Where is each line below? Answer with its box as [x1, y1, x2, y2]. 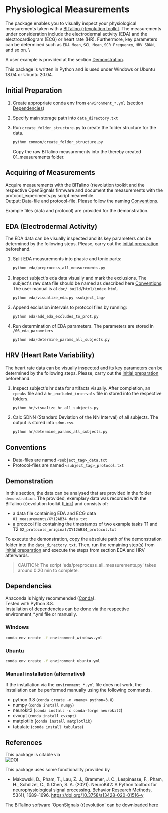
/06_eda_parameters [12, 328, 54, 333]
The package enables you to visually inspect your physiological [5, 20, 137, 26]
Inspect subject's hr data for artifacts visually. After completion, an [12, 385, 151, 391]
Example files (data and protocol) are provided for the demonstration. [5, 208, 149, 214]
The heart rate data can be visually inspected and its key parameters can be [5, 365, 163, 371]
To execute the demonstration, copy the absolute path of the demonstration [5, 536, 162, 542]
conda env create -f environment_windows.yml [5, 635, 102, 641]
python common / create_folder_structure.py [12, 139, 103, 144]
